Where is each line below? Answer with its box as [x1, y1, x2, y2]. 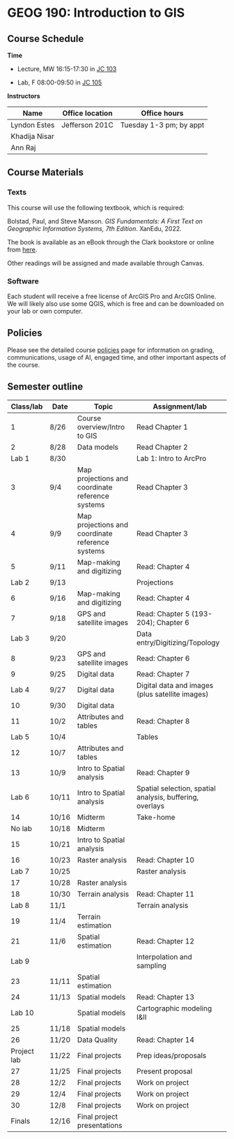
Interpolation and [136, 952, 193, 962]
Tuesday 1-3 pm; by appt [120, 120, 205, 130]
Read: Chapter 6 [136, 653, 190, 663]
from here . [7, 245, 38, 253]
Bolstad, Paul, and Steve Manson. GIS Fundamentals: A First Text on [7, 216, 203, 225]
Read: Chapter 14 [136, 1035, 195, 1045]
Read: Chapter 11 [136, 889, 195, 899]
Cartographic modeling [136, 1004, 212, 1013]
